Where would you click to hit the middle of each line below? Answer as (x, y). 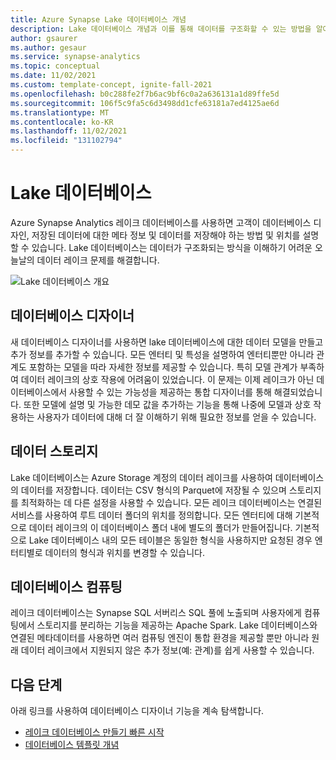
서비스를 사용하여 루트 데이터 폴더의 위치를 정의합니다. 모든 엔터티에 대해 (151, 515)
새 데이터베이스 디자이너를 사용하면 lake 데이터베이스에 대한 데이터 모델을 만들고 (167, 342)
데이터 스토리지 (54, 451)
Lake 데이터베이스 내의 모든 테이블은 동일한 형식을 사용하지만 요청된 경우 (170, 540)
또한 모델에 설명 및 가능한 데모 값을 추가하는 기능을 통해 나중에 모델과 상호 (167, 404)
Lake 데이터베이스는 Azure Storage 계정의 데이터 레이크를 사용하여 (141, 477)
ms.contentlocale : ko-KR (62, 122)
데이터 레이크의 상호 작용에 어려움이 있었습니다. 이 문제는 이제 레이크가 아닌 (167, 379)
